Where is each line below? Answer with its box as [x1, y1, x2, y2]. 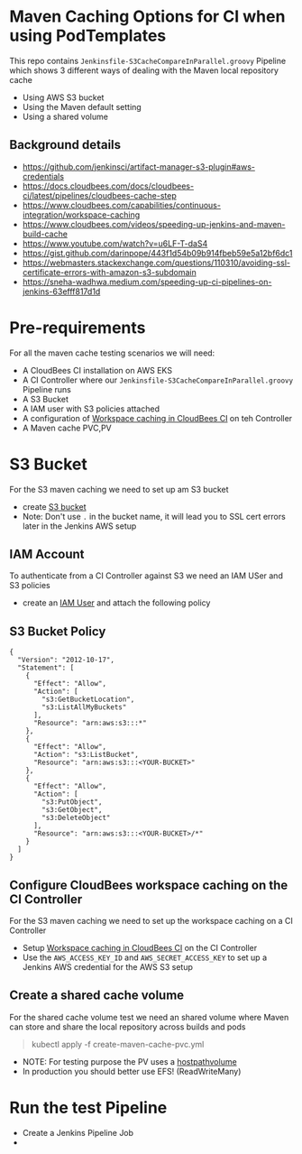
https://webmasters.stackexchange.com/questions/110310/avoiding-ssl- [22, 257, 291, 268]
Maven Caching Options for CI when [9, 6, 286, 27]
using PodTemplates [9, 25, 167, 46]
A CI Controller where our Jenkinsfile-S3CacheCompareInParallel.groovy [22, 374, 294, 385]
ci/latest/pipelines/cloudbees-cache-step [22, 189, 178, 200]
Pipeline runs [22, 383, 72, 394]
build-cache [22, 228, 68, 239]
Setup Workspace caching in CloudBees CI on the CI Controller [22, 943, 258, 954]
